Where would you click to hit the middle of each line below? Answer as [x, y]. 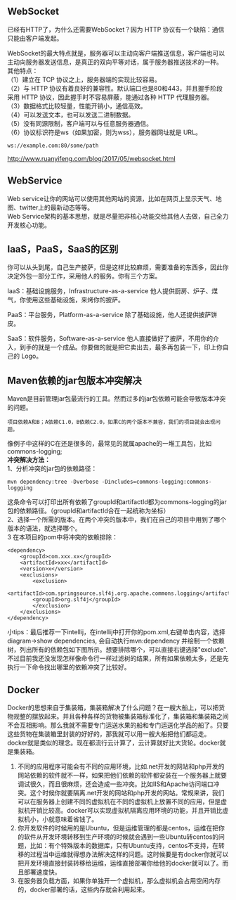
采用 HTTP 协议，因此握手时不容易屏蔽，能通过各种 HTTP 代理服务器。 [110, 97]
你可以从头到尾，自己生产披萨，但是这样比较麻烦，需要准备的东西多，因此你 [118, 267]
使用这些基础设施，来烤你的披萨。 [75, 300]
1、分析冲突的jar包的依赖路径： [52, 469]
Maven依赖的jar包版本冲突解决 [74, 380]
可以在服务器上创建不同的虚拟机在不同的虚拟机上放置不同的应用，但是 [119, 802]
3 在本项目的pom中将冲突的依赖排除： [63, 537]
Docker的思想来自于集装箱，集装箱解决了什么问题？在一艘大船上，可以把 [113, 708]
